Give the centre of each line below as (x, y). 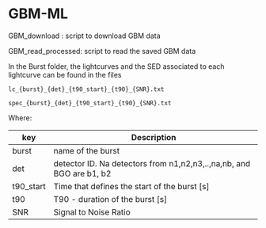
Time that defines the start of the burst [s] (131, 186)
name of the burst (87, 150)
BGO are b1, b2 (82, 173)
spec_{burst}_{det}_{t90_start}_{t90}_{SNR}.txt (90, 103)
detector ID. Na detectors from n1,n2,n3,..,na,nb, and (152, 163)
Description (154, 137)
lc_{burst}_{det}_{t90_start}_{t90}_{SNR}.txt (86, 89)
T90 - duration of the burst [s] (110, 199)
